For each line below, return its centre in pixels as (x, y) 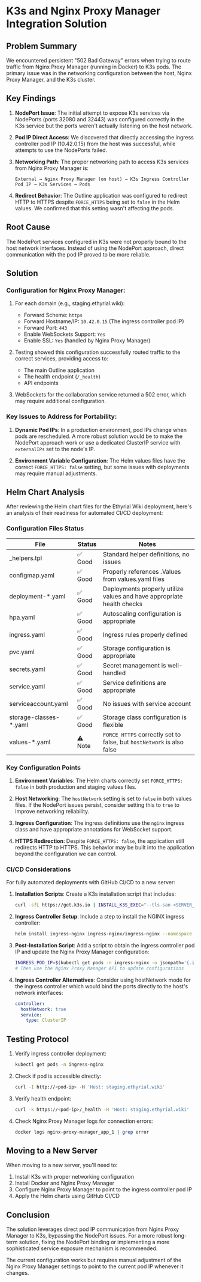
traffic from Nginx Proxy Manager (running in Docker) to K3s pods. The (94, 67)
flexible (113, 725)
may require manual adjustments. (56, 473)
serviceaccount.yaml (39, 703)
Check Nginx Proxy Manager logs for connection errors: (84, 1121)
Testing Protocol (38, 1039)
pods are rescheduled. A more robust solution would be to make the (99, 436)
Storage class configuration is (145, 717)
